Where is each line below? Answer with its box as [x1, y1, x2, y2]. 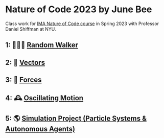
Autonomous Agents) [5, 124, 76, 133]
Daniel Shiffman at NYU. [5, 26, 56, 32]
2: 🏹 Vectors [5, 58, 45, 67]
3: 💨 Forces [5, 76, 42, 84]
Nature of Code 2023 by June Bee [5, 4, 152, 15]
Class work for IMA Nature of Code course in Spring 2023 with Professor [5, 20, 159, 27]
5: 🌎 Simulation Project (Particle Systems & [5, 114, 147, 123]
